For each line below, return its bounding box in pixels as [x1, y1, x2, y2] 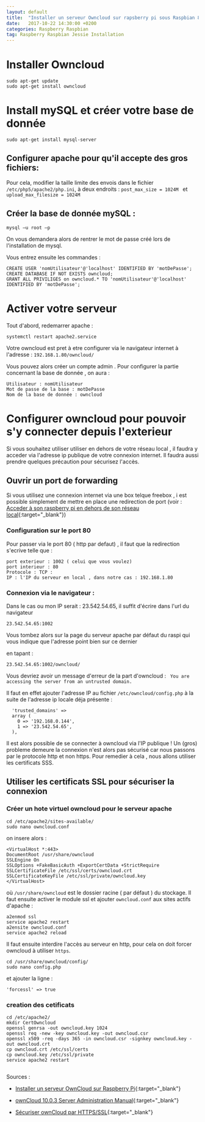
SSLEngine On [6, 857, 40, 863]
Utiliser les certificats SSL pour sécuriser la [6, 777, 175, 787]
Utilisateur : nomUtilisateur [6, 381, 84, 387]
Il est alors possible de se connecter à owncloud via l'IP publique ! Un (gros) [6, 739, 198, 747]
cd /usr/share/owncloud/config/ [6, 959, 88, 965]
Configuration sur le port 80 [6, 526, 92, 535]
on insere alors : [6, 834, 47, 841]
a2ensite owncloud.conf [6, 924, 67, 931]
